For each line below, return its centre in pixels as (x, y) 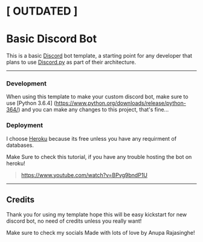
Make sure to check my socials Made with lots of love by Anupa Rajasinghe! (101, 232)
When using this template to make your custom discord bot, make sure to (97, 97)
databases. (20, 145)
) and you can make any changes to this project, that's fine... (93, 110)
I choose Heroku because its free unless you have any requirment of (92, 138)
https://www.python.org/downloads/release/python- (121, 103)
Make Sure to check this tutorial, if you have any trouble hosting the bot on (99, 156)
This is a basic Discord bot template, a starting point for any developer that (99, 56)
